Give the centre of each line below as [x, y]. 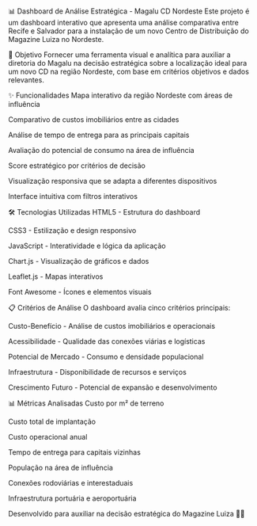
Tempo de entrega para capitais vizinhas [74, 452]
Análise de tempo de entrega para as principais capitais [99, 135]
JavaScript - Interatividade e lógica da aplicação [87, 246]
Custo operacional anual [48, 437]
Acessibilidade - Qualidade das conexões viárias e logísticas [107, 341]
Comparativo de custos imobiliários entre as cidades [94, 120]
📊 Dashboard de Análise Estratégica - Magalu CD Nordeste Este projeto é [129, 11]
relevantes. [26, 80]
